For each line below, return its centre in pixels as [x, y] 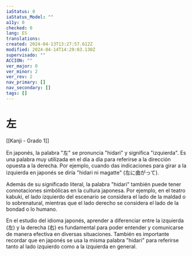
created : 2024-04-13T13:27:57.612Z [49, 45]
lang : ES [17, 33]
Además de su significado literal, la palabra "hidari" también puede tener [94, 184]
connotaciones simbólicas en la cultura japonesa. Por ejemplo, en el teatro [96, 190]
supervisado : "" [26, 55]
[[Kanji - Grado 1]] [28, 141]
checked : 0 [19, 28]
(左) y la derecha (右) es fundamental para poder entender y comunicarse [95, 227]
